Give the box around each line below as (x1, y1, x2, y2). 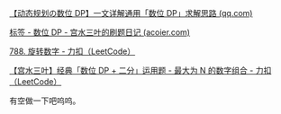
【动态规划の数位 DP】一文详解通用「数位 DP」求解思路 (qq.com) (9, 8, 253, 18)
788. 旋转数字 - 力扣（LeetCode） (9, 46, 136, 57)
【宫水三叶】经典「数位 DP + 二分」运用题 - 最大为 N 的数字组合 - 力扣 (9, 66, 272, 75)
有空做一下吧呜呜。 (9, 95, 81, 106)
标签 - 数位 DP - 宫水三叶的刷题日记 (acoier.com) (9, 27, 191, 38)
